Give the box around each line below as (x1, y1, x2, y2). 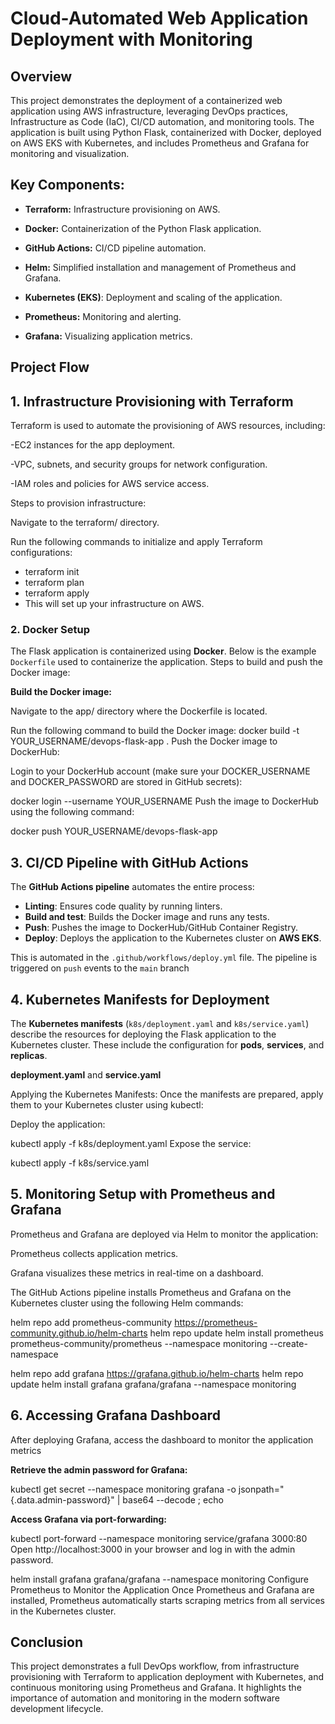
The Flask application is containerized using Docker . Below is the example (10, 645, 317, 657)
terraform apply (24, 587, 90, 599)
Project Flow (10, 359, 90, 376)
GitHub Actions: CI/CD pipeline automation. (24, 242, 207, 254)
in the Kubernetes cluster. (10, 1605, 117, 1617)
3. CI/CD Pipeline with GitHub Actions (10, 854, 249, 871)
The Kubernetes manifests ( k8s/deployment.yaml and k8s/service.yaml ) (10, 1017, 310, 1029)
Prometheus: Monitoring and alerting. (24, 310, 182, 322)
